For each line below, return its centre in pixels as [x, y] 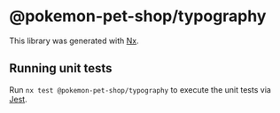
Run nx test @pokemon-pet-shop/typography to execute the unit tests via [140, 89]
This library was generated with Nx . [74, 41]
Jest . [19, 99]
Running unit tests [61, 68]
